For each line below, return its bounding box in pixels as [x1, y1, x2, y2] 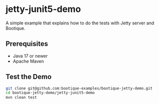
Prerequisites [5, 40, 48, 48]
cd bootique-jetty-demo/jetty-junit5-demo [5, 91, 95, 96]
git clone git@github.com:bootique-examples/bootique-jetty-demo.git [5, 86, 153, 91]
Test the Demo [5, 73, 52, 81]
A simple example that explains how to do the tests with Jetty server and [5, 20, 155, 26]
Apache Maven [12, 58, 44, 64]
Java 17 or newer [12, 53, 48, 59]
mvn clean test [5, 95, 37, 100]
